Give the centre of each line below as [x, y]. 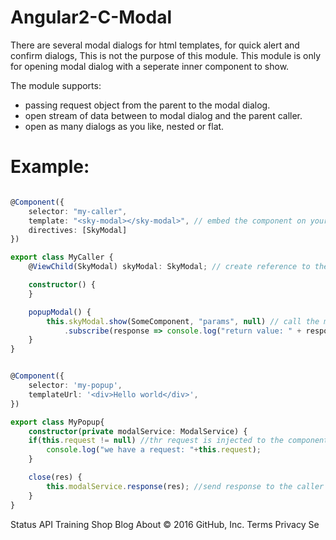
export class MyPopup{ [57, 422]
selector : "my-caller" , [78, 211]
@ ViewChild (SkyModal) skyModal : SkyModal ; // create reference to [169, 267]
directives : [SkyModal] [78, 230]
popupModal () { [60, 312]
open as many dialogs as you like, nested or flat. [124, 126]
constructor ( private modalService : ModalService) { [138, 431]
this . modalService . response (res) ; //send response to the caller [185, 486]
